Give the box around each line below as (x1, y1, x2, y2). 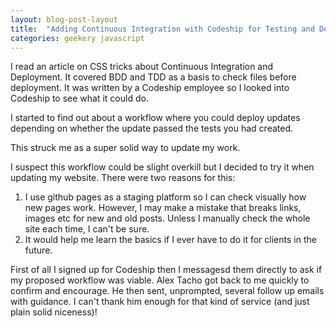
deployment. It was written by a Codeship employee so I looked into (10, 82, 290, 94)
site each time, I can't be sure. (24, 223, 150, 235)
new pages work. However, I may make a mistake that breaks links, (24, 202, 302, 214)
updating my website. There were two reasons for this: (10, 172, 236, 184)
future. (24, 244, 53, 256)
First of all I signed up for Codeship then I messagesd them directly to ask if (10, 264, 323, 276)
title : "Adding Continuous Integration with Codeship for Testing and (10, 24, 315, 34)
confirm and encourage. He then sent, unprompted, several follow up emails (10, 285, 325, 297)
